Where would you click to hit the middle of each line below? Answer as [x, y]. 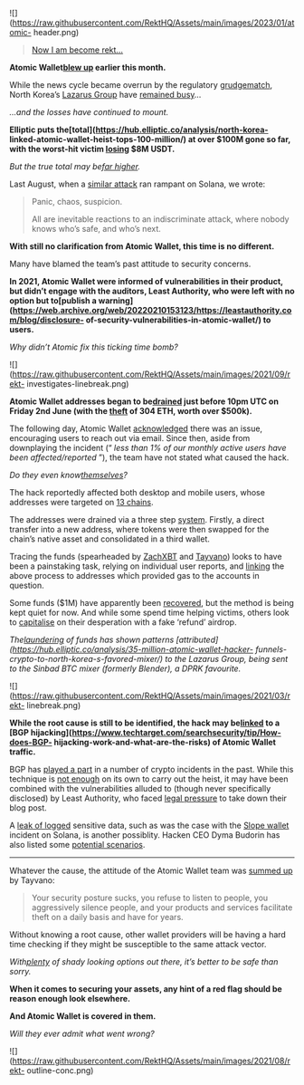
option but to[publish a [53, 301]
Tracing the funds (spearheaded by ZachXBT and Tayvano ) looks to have [146, 557]
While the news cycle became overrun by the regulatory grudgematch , [141, 85]
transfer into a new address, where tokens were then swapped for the [139, 529]
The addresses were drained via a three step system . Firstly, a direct [137, 519]
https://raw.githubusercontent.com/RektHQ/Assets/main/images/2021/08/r [152, 1061]
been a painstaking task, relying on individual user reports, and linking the [147, 566]
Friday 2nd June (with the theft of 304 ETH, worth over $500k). [131, 411]
